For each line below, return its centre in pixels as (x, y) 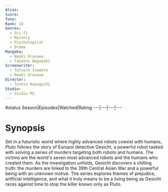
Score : (12, 14)
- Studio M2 (22, 93)
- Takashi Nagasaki (30, 61)
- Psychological (27, 42)
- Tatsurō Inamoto (29, 70)
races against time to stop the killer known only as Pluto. (63, 184)
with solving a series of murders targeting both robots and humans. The (79, 152)
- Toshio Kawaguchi (30, 84)
